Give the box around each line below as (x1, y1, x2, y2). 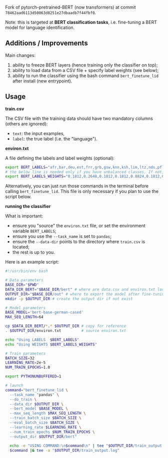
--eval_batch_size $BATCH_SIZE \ (9, 420, 79, 425)
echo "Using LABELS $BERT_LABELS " (5, 337, 79, 342)
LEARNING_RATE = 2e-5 (5, 360, 46, 365)
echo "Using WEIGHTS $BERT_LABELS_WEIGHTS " (5, 342, 97, 347)
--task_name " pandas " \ (9, 392, 59, 397)
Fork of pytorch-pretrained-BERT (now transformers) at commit (5, 4, 136, 10)
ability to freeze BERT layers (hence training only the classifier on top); (12, 62, 158, 68)
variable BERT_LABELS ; (12, 228, 56, 234)
